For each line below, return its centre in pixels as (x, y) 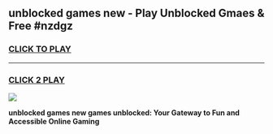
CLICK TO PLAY (40, 50)
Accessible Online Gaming (54, 121)
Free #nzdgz (41, 26)
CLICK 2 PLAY (37, 80)
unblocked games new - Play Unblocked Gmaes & (136, 13)
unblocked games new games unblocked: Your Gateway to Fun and (124, 112)
